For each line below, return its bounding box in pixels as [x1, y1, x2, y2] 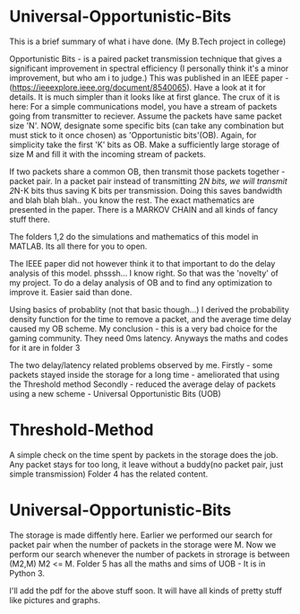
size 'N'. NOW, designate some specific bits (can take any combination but [9, 119, 285, 131]
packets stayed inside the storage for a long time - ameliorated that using [9, 369, 280, 380]
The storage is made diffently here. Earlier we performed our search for [9, 530, 273, 540]
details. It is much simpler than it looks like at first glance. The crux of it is [9, 92, 280, 102]
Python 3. [9, 567, 45, 578]
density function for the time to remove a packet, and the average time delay [9, 313, 292, 324]
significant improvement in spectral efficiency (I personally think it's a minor [9, 63, 289, 74]
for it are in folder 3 [9, 342, 81, 353]
